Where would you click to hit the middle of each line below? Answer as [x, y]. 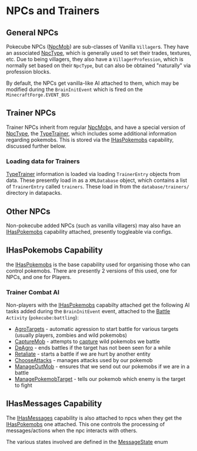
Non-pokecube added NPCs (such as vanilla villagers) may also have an [94, 225]
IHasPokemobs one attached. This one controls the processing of [86, 424]
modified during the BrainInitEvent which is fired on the [74, 89]
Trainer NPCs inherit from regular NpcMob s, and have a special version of [96, 127]
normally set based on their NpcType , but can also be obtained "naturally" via [98, 65]
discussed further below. [36, 146]
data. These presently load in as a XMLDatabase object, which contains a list [97, 180]
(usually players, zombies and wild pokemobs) [71, 335]
